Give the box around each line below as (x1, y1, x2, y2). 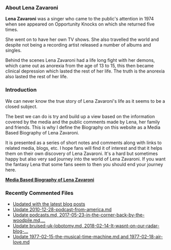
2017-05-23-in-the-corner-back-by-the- (59, 212, 145, 218)
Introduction (5, 86, 37, 94)
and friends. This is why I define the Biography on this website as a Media (5, 124, 161, 130)
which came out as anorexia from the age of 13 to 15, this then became (5, 63, 154, 69)
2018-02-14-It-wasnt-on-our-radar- (84, 222, 160, 229)
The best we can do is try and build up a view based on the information (5, 113, 155, 119)
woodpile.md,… (12, 217, 45, 223)
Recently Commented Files (5, 189, 74, 196)
